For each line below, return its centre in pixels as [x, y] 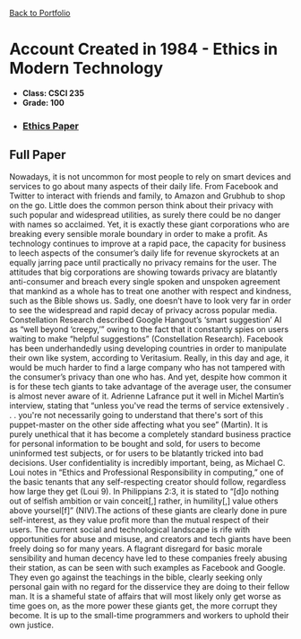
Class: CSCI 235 [53, 92]
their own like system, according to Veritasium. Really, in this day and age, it [149, 357]
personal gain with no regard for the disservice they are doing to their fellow [150, 586]
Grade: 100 [43, 102]
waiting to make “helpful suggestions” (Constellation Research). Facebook [146, 338]
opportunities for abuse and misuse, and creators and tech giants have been [150, 538]
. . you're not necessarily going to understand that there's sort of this [136, 415]
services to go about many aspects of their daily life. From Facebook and [144, 186]
